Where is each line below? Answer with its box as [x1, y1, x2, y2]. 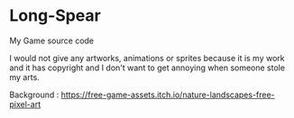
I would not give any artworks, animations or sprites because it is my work [9, 52, 285, 63]
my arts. [9, 71, 41, 82]
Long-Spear [9, 5, 101, 26]
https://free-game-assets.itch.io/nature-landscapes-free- [60, 89, 275, 100]
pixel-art [9, 98, 41, 109]
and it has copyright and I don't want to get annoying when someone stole [9, 62, 286, 73]
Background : [9, 89, 60, 100]
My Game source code [9, 35, 95, 46]
